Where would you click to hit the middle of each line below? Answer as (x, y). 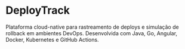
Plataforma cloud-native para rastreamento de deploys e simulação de (92, 27)
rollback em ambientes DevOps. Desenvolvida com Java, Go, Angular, (91, 33)
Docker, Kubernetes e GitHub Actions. (52, 39)
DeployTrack (38, 10)
